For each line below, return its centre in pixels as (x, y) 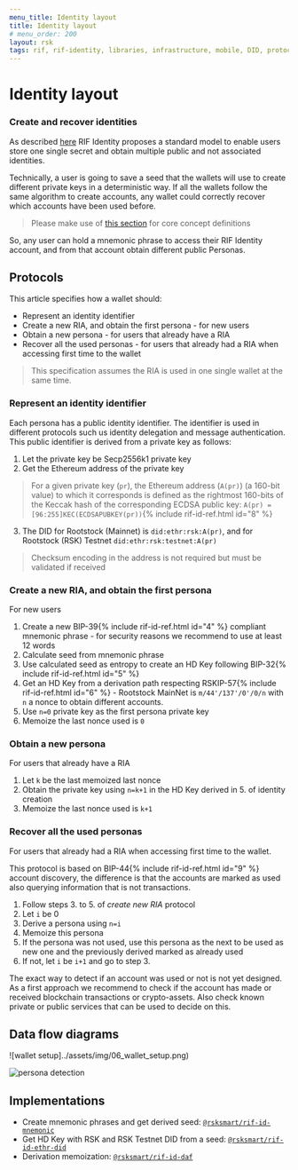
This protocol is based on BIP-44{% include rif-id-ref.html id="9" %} (134, 868)
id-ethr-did (44, 1148)
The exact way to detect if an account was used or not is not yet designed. (145, 978)
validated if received (68, 567)
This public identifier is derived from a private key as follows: (121, 441)
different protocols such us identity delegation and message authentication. (147, 432)
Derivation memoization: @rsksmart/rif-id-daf (107, 1157)
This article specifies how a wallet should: (86, 299)
